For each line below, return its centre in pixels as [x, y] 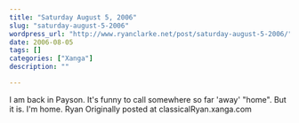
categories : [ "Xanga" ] [51, 58]
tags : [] [25, 50]
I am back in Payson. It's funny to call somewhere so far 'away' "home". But [148, 99]
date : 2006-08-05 [41, 42]
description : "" [39, 67]
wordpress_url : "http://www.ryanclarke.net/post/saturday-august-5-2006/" [151, 34]
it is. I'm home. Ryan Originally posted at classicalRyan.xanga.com [130, 109]
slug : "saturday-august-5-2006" [69, 26]
